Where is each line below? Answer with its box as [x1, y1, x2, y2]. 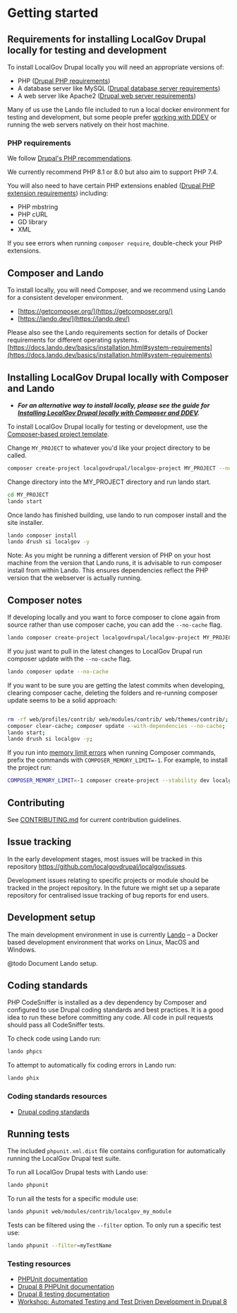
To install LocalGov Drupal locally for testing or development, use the [7, 422, 208, 431]
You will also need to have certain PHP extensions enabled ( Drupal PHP [7, 182, 215, 190]
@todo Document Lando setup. [7, 959, 99, 967]
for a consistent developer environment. [7, 294, 123, 302]
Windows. [7, 945, 37, 954]
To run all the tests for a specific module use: [7, 1194, 139, 1203]
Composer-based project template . [7, 429, 109, 438]
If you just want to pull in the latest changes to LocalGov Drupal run [7, 647, 203, 655]
